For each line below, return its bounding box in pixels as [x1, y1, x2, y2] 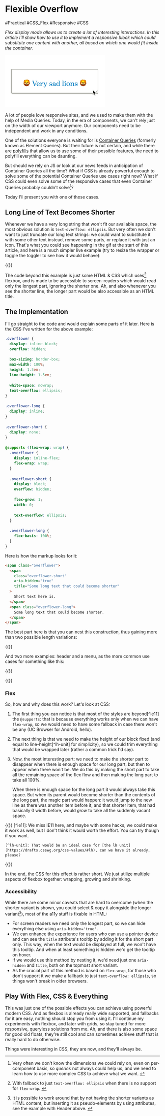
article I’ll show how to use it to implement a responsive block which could [5, 34, 156, 40]
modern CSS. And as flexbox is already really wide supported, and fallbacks [5, 1011, 159, 1017]
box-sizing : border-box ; [9, 357, 60, 362]
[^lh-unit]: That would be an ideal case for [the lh [5, 843, 118, 848]
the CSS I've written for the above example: [5, 326, 93, 332]
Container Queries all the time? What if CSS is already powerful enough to [5, 167, 155, 173]
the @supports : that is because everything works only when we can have [12, 716, 159, 722]
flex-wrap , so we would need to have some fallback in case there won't [12, 721, 157, 727]
